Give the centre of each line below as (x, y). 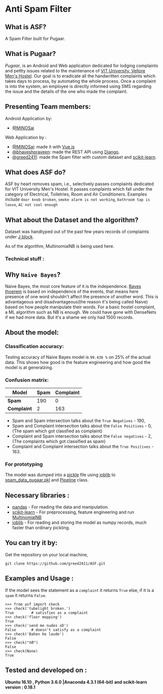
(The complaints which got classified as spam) (59, 441)
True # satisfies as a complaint (47, 613)
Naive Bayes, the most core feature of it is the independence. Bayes (73, 286)
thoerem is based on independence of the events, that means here (72, 291)
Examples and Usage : (39, 578)
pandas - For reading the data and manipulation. (61, 507)
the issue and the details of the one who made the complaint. (66, 91)
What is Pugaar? (30, 54)
